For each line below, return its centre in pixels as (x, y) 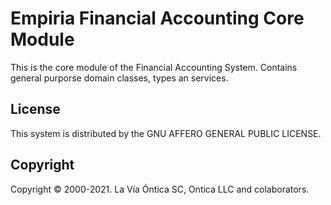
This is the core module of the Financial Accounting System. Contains (154, 67)
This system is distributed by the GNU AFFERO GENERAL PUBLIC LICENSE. (166, 133)
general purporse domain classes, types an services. (119, 78)
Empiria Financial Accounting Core (157, 18)
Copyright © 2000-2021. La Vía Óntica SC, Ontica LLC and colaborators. (160, 189)
